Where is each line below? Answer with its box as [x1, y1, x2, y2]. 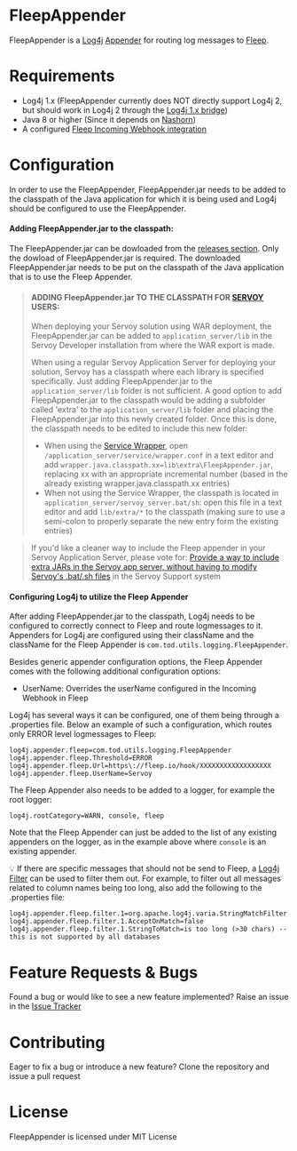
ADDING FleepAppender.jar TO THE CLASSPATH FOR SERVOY [30, 292, 264, 302]
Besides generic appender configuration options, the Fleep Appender [9, 657, 263, 667]
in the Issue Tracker [9, 1001, 82, 1011]
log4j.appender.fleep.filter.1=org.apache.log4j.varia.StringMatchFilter [9, 909, 288, 918]
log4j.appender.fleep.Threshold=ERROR [9, 754, 152, 763]
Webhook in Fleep [21, 692, 89, 703]
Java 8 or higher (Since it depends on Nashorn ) [21, 114, 197, 124]
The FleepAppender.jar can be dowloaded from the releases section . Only [9, 244, 279, 254]
